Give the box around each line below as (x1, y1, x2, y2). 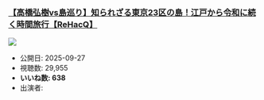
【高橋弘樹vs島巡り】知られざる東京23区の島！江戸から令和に (8, 6, 248, 17)
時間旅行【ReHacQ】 (16, 18, 98, 29)
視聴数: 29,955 (19, 63, 68, 73)
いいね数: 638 (19, 73, 66, 83)
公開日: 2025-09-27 (19, 53, 86, 63)
